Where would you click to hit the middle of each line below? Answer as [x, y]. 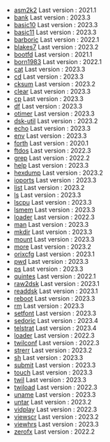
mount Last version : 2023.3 [54, 239]
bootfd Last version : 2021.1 [53, 54]
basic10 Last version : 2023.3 [56, 25]
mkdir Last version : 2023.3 [53, 232]
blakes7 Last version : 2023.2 [56, 47]
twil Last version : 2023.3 [50, 380]
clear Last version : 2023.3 [52, 91]
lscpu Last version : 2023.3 [53, 202]
